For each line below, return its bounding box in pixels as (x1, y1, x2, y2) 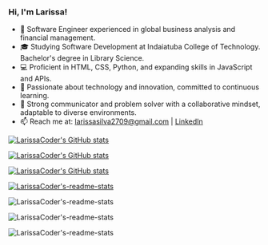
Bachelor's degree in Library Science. (19, 53, 145, 63)
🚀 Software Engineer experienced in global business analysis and (19, 25, 236, 34)
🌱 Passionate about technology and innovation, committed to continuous (19, 82, 260, 92)
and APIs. (19, 74, 52, 84)
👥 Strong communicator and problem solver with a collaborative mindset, (19, 99, 261, 109)
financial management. (19, 33, 96, 42)
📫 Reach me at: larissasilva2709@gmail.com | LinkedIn (19, 117, 204, 126)
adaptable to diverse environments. (19, 108, 138, 117)
